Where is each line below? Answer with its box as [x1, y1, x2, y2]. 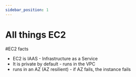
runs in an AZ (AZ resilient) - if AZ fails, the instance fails [12, 66, 131, 72]
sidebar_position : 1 [5, 7, 49, 13]
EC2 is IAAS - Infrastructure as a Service [12, 55, 98, 61]
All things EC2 [5, 29, 66, 40]
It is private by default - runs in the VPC [12, 61, 95, 67]
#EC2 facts [5, 46, 29, 52]
